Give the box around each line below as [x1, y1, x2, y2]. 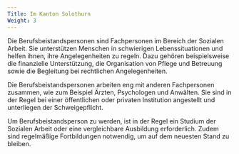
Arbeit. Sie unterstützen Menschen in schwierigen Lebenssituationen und [7, 44, 223, 53]
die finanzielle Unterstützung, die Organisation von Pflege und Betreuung [7, 59, 223, 67]
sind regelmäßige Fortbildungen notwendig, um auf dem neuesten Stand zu [7, 132, 230, 141]
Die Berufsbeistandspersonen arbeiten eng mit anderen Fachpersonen [7, 80, 215, 89]
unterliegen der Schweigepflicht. [7, 103, 103, 111]
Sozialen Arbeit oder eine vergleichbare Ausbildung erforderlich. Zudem [7, 124, 219, 133]
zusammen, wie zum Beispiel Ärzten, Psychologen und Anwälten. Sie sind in [7, 88, 232, 97]
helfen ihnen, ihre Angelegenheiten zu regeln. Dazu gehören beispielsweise [7, 51, 230, 60]
